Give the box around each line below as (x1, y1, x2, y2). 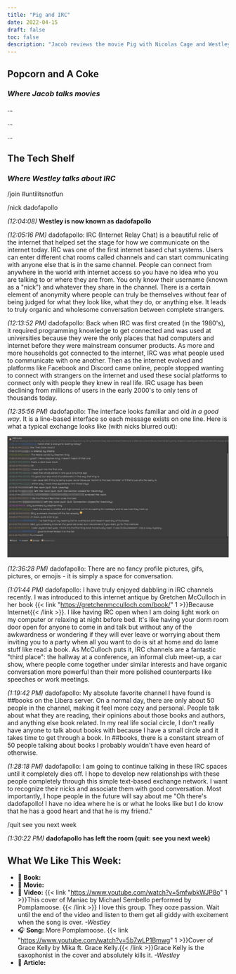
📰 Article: (17, 958, 46, 966)
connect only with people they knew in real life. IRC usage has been (7, 378, 204, 387)
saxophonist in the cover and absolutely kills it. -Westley (17, 951, 181, 959)
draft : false (7, 26, 46, 33)
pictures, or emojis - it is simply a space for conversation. (7, 572, 173, 580)
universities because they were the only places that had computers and (7, 334, 214, 342)
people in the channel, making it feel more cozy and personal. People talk (7, 703, 220, 713)
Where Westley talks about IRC (7, 174, 116, 183)
